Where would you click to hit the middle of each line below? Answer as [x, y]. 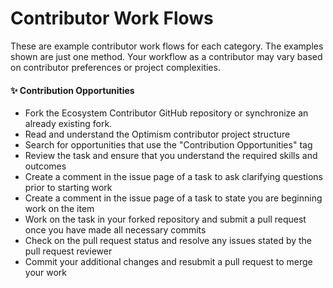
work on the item [59, 209]
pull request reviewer [68, 251]
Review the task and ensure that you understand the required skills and [171, 156]
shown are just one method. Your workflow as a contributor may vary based [166, 56]
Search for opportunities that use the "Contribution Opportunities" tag [168, 145]
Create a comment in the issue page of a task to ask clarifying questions [173, 177]
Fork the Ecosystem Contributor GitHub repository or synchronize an [166, 113]
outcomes [45, 166]
